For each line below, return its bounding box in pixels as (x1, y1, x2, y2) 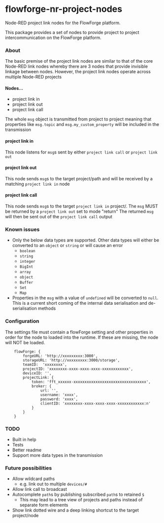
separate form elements (19, 502, 68, 508)
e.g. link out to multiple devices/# (19, 481, 87, 487)
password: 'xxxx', (40, 397, 78, 402)
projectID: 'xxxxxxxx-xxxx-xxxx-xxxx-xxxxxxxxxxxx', (23, 366, 133, 371)
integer (19, 259, 35, 264)
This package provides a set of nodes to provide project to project (5, 29, 139, 35)
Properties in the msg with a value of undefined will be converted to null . (12, 295, 159, 301)
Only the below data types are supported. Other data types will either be (12, 237, 159, 243)
